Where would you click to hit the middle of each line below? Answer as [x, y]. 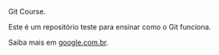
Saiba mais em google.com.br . [59, 42]
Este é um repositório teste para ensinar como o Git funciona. [109, 27]
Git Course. [27, 12]
